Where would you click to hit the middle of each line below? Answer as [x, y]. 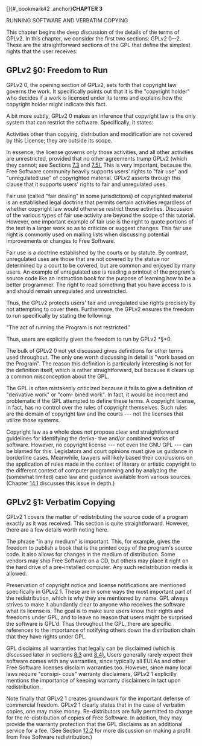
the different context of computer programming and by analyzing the [92, 470]
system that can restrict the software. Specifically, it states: [80, 122]
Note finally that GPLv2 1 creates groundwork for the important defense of [98, 698]
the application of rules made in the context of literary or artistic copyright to [101, 464]
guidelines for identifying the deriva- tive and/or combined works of [90, 438]
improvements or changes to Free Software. [61, 240]
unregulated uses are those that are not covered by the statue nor [88, 259]
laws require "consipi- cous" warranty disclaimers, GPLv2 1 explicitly [91, 674]
